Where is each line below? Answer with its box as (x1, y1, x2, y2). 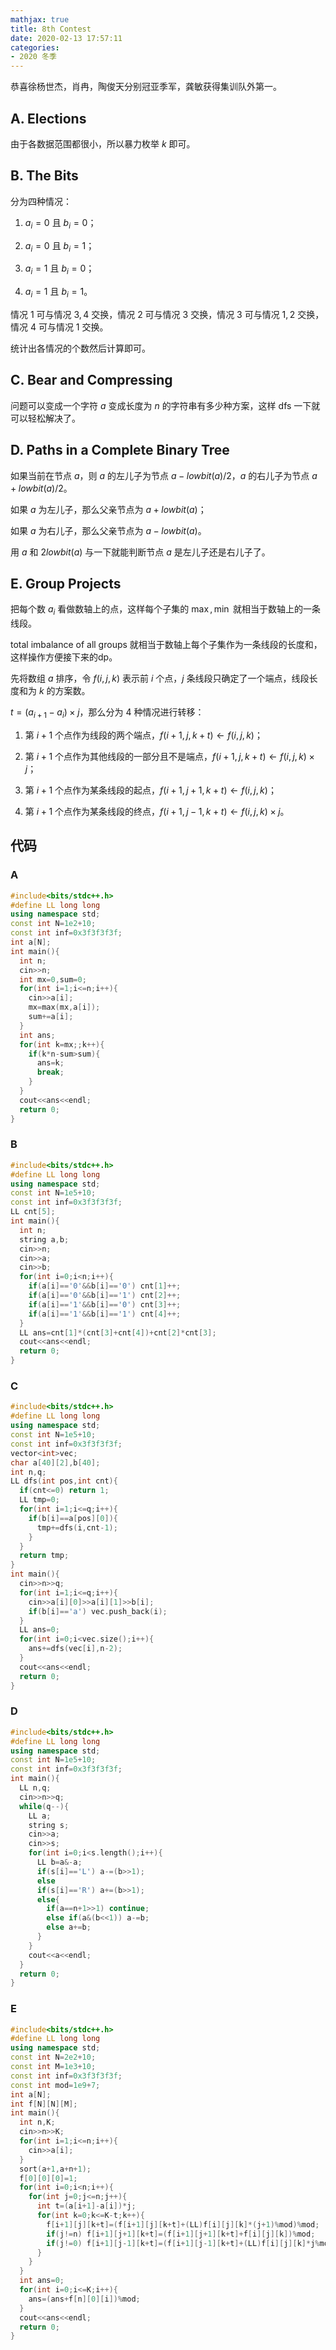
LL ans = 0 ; (19, 1625, 60, 1635)
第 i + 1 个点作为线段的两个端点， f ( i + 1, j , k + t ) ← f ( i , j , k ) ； (24, 729, 263, 741)
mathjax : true (10, 14, 70, 25)
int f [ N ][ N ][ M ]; (10, 2099, 78, 2109)
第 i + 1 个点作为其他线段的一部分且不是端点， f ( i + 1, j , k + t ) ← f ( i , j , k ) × (24, 750, 315, 762)
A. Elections (10, 110, 87, 127)
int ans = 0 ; (19, 2276, 65, 2286)
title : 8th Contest (10, 24, 92, 34)
